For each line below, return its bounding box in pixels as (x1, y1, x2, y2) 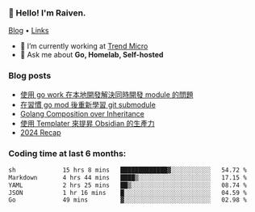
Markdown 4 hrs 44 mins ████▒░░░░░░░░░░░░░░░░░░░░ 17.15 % (8, 173, 248, 181)
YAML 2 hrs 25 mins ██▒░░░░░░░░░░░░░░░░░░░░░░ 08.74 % (8, 181, 248, 189)
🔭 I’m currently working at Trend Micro (19, 41, 148, 51)
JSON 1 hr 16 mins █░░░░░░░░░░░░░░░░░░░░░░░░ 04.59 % (8, 189, 248, 197)
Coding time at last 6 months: (8, 147, 127, 159)
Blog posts (8, 70, 52, 82)
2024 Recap (19, 127, 62, 137)
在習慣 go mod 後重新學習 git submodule (19, 100, 156, 109)
